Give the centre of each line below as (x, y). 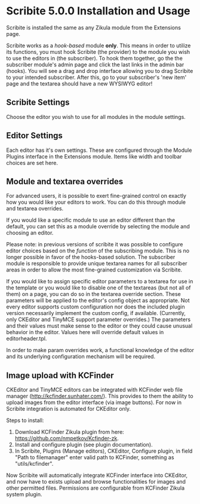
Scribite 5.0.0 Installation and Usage (98, 11)
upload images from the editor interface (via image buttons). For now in (94, 402)
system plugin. (24, 494)
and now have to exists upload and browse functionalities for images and (96, 482)
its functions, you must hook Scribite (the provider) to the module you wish (98, 51)
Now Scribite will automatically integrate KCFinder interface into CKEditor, (97, 475)
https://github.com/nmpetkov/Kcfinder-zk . (67, 438)
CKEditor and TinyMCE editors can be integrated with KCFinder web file (95, 390)
